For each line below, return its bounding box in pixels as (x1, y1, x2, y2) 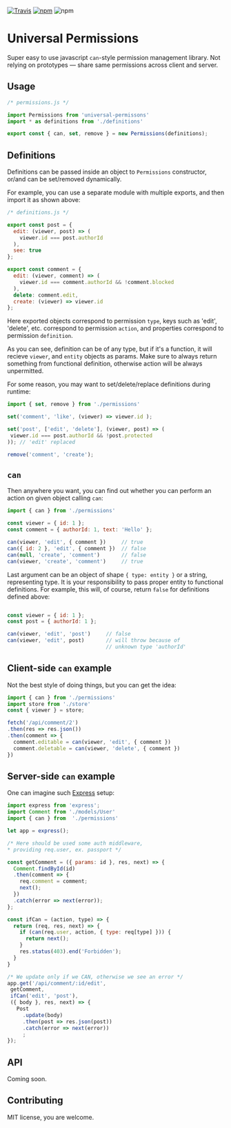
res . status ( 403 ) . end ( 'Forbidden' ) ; (19, 948, 122, 955)
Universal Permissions (7, 31, 139, 46)
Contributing (7, 1095, 63, 1107)
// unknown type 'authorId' (106, 643, 187, 650)
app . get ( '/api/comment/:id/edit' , (7, 980, 107, 987)
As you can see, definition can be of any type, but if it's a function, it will (7, 345, 212, 353)
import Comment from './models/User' (7, 809, 116, 816)
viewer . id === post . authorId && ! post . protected (10, 432, 153, 439)
